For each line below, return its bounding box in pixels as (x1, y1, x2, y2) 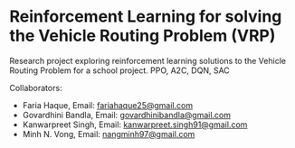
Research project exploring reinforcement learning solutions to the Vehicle (9, 55, 287, 66)
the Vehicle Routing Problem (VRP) (9, 25, 276, 46)
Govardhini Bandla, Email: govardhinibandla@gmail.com (22, 109, 231, 120)
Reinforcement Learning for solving (9, 6, 282, 27)
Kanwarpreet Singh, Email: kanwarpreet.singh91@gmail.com (22, 119, 248, 130)
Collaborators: (9, 82, 62, 93)
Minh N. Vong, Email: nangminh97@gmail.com (22, 128, 195, 139)
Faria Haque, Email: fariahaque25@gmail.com (22, 99, 193, 110)
